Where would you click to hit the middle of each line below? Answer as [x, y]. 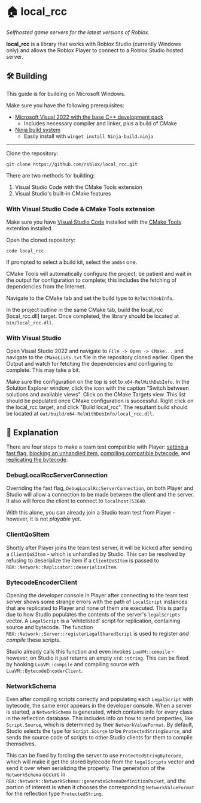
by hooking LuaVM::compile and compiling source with [73, 664]
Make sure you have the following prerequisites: [65, 105]
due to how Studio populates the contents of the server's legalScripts [93, 615]
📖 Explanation [32, 432]
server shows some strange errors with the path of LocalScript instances [97, 602]
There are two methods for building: [51, 175]
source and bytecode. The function [50, 627]
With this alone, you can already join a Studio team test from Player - [91, 513]
